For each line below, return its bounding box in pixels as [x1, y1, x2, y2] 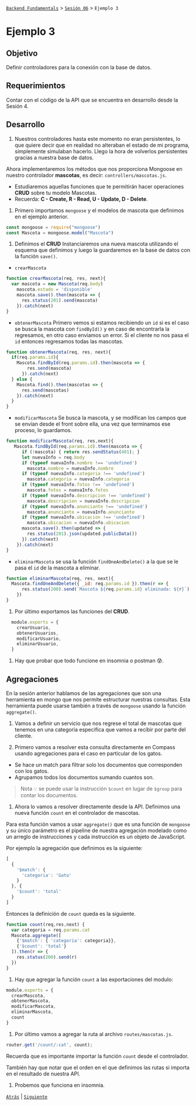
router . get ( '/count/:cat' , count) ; [6, 1041, 93, 1048]
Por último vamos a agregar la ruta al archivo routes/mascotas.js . [14, 1030, 173, 1037]
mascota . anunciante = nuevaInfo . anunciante [27, 509, 135, 515]
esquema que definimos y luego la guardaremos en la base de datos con [14, 247, 191, 254]
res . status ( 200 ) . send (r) [16, 955, 77, 960]
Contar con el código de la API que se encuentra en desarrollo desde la [6, 96, 178, 103]
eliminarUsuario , [16, 641, 59, 647]
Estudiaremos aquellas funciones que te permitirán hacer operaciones [14, 183, 184, 190]
